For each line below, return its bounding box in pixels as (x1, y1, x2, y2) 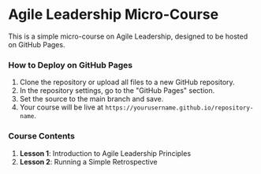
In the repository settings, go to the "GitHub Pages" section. (19, 86, 215, 95)
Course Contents (8, 131, 75, 142)
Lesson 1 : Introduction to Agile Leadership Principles (19, 148, 192, 158)
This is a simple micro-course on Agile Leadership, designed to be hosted (8, 31, 248, 41)
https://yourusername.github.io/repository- (105, 104, 254, 112)
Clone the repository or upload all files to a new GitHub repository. (19, 77, 235, 87)
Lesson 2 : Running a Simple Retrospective (19, 157, 158, 166)
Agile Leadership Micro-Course (8, 6, 219, 24)
